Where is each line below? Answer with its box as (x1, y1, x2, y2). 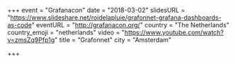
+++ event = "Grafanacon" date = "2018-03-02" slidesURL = (7, 6, 186, 14)
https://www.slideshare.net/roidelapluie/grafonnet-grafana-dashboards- (10, 13, 222, 22)
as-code (7, 21, 32, 29)
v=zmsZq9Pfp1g (7, 36, 55, 44)
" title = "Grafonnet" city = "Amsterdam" (54, 36, 172, 44)
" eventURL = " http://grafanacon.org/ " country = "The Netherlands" (31, 21, 230, 29)
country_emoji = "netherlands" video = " (7, 28, 125, 36)
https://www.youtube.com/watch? (124, 28, 225, 36)
